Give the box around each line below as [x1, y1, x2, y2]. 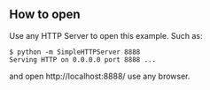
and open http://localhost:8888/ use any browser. [9, 71, 191, 81]
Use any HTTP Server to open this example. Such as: [9, 30, 203, 41]
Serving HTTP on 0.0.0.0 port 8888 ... [9, 55, 157, 64]
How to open [9, 7, 82, 22]
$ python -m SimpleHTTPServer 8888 [9, 48, 141, 56]
